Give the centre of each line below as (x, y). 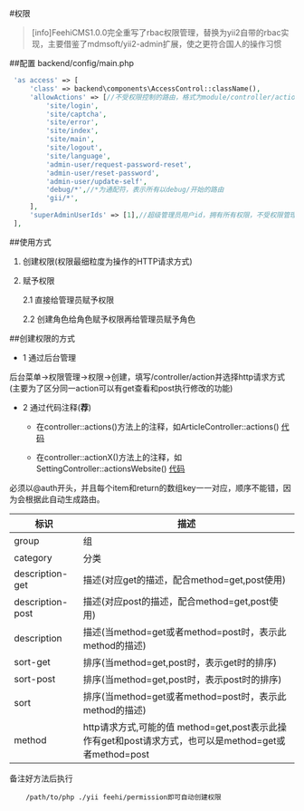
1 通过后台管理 (49, 357)
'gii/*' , (62, 198)
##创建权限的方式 (42, 338)
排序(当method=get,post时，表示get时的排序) (180, 662)
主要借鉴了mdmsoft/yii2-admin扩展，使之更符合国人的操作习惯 (165, 44)
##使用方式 (30, 242)
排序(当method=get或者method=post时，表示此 (185, 696)
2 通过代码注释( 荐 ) (57, 407)
